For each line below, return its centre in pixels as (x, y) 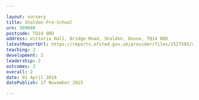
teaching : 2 (21, 50)
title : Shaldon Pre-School (39, 22)
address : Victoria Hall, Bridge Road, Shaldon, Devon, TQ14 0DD (87, 39)
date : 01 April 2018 (32, 78)
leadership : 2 (24, 61)
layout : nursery (26, 17)
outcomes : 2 (21, 66)
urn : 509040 (21, 28)
